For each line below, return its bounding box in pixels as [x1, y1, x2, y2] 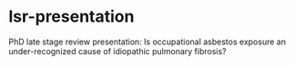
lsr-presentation [8, 6, 135, 27]
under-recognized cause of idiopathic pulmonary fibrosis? [8, 45, 227, 56]
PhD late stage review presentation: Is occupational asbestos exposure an [8, 36, 286, 47]
